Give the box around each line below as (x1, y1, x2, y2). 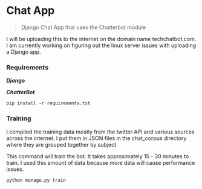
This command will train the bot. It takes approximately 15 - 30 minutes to (6, 152, 189, 160)
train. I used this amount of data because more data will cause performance (6, 159, 195, 166)
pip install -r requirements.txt (6, 100, 91, 106)
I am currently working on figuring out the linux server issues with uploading (6, 42, 197, 49)
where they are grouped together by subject (6, 141, 117, 148)
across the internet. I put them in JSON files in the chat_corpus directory (6, 134, 187, 142)
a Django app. (6, 48, 41, 55)
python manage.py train (6, 177, 67, 183)
